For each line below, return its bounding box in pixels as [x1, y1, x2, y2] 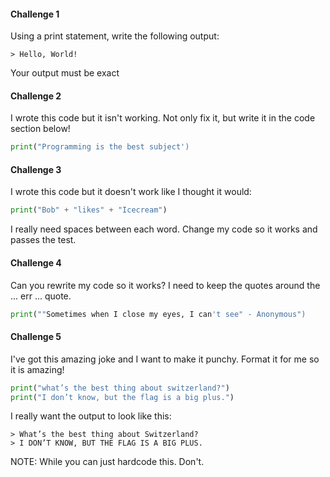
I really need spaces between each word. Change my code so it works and [10, 223, 318, 235]
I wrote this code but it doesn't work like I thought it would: [10, 186, 252, 198]
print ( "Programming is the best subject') [10, 142, 190, 152]
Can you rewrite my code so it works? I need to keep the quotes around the [10, 279, 321, 291]
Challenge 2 [10, 90, 62, 102]
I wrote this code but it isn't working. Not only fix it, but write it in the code [10, 112, 316, 124]
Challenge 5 [10, 331, 62, 343]
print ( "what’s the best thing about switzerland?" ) [10, 383, 230, 393]
